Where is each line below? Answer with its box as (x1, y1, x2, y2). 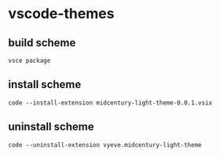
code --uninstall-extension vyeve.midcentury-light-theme (8, 141, 202, 149)
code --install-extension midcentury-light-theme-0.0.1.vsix (8, 99, 213, 107)
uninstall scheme (8, 120, 94, 133)
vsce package (8, 57, 51, 64)
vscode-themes (8, 5, 115, 23)
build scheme (8, 36, 76, 49)
